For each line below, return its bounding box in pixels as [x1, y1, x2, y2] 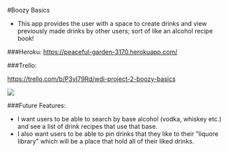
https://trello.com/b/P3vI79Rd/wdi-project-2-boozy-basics [7, 75, 176, 83]
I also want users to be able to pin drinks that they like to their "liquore [17, 130, 219, 138]
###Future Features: [7, 101, 66, 109]
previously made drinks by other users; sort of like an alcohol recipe [17, 27, 213, 35]
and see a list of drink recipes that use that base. [17, 122, 158, 130]
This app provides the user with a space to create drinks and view [17, 20, 207, 27]
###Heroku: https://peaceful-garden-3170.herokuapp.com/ [7, 48, 178, 56]
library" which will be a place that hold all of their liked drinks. [17, 137, 195, 145]
